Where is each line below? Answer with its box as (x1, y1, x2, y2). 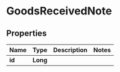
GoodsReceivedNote (6, 4, 112, 18)
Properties (6, 28, 47, 38)
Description (53, 46, 87, 54)
